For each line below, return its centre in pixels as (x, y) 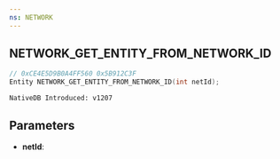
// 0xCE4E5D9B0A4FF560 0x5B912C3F (73, 74)
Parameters (42, 125)
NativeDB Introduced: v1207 (61, 99)
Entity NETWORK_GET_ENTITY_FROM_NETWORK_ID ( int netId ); (114, 82)
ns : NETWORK (31, 17)
